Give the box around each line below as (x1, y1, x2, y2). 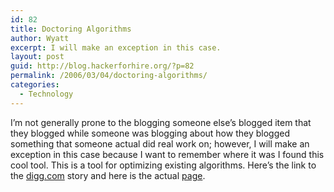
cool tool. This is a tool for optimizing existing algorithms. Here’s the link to (10, 159, 317, 171)
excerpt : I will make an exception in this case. (10, 42, 222, 53)
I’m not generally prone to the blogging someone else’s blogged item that (10, 116, 312, 128)
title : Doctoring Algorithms (10, 24, 132, 34)
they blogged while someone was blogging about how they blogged (10, 127, 290, 139)
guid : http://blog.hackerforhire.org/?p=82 (10, 61, 195, 71)
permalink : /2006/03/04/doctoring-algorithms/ (10, 71, 208, 81)
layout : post (10, 52, 65, 62)
